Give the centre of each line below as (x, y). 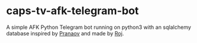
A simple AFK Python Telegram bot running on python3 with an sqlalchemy (99, 27)
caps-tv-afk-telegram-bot (72, 11)
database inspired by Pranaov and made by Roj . (65, 33)
